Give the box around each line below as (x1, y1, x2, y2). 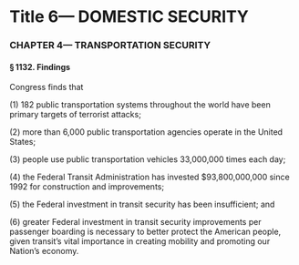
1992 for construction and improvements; (9, 181, 165, 192)
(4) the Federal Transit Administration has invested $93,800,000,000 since (9, 171, 290, 183)
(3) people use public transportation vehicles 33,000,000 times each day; (9, 154, 286, 165)
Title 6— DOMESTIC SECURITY (9, 6, 249, 27)
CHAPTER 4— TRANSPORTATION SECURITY (9, 39, 211, 52)
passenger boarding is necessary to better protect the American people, (9, 226, 282, 238)
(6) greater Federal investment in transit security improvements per (9, 217, 262, 228)
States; (9, 137, 36, 148)
